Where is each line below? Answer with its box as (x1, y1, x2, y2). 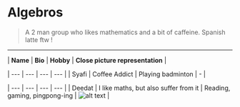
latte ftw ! (24, 35, 54, 44)
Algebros (7, 4, 64, 21)
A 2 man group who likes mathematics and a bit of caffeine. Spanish (24, 28, 226, 36)
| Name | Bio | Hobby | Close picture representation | (7, 56, 166, 64)
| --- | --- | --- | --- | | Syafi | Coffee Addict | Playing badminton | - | (7, 69, 206, 78)
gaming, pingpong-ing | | (7, 91, 110, 100)
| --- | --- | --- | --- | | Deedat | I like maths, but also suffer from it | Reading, (7, 83, 231, 92)
